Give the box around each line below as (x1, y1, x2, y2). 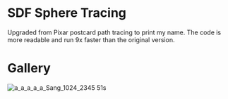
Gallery (7, 60, 51, 77)
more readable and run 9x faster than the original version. (7, 35, 175, 44)
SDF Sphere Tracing (7, 5, 127, 21)
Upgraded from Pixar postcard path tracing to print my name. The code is (7, 28, 222, 37)
